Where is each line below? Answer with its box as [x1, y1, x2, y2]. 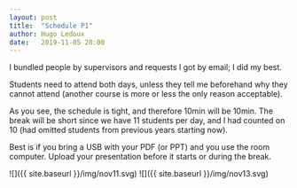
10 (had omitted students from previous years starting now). [9, 125, 229, 136]
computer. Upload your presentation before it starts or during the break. [9, 152, 272, 162]
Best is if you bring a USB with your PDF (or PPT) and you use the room [9, 142, 270, 153]
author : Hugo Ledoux [9, 29, 86, 38]
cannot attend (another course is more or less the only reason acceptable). [9, 89, 284, 99]
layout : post [9, 12, 58, 22]
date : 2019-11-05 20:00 [9, 37, 105, 47]
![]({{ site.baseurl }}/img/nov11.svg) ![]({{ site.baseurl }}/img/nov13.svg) [9, 168, 269, 179]
